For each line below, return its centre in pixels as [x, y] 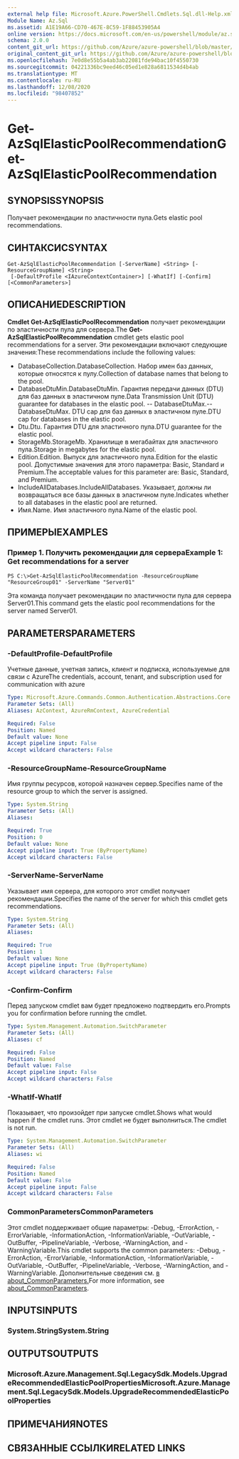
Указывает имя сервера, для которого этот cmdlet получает [99, 891]
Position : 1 [25, 952]
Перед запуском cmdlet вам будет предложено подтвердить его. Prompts [119, 1005]
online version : [31, 34]
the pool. [31, 381]
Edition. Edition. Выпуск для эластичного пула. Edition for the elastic [118, 456]
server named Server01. [43, 611]
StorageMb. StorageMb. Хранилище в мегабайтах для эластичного [118, 441]
